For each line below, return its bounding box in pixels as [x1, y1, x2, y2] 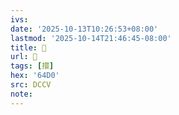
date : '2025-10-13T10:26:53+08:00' [10, 24, 159, 34]
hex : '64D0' [10, 71, 60, 81]
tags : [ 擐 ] [10, 61, 55, 71]
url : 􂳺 [10, 52, 38, 62]
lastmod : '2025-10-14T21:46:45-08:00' [10, 33, 172, 43]
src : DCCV [10, 80, 52, 90]
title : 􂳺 [10, 42, 47, 53]
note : [10, 89, 33, 99]
